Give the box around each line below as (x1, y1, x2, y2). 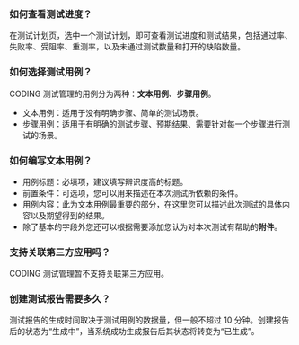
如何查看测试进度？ (9, 7, 92, 20)
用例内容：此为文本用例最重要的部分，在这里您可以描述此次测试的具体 (22, 199, 283, 209)
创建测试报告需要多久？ (9, 293, 110, 305)
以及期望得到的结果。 (30, 209, 110, 221)
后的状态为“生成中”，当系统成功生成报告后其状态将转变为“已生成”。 (9, 326, 259, 337)
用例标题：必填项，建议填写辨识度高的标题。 (22, 176, 189, 187)
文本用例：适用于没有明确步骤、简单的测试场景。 (22, 107, 204, 118)
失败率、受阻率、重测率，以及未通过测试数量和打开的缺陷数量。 (9, 41, 245, 52)
